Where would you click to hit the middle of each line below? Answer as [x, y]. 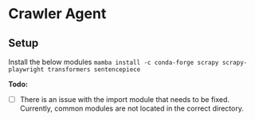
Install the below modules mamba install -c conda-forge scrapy [114, 62]
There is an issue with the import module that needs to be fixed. [124, 99]
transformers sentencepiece [94, 70]
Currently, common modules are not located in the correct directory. [132, 108]
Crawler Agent [57, 14]
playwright [26, 70]
